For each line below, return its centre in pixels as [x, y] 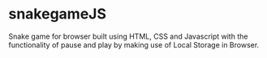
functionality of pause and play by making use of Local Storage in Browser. [134, 44]
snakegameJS [58, 14]
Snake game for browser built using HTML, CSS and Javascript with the [128, 36]
